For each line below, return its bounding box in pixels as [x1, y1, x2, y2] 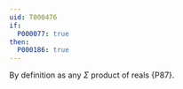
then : [9, 37, 29, 47]
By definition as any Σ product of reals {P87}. [9, 70, 175, 80]
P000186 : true [17, 46, 69, 55]
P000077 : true [17, 29, 69, 38]
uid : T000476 [9, 12, 58, 22]
